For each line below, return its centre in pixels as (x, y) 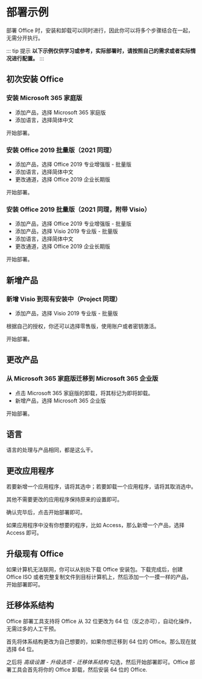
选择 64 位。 (22, 649)
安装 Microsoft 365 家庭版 (44, 98)
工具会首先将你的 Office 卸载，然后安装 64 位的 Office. (79, 669)
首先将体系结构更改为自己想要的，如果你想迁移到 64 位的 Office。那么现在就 (101, 641)
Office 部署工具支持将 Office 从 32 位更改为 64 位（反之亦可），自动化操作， (100, 621)
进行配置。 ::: (28, 58)
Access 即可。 (24, 533)
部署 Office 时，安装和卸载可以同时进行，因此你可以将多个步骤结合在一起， (100, 30)
